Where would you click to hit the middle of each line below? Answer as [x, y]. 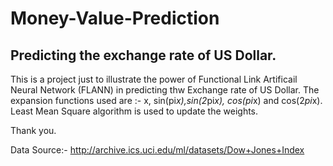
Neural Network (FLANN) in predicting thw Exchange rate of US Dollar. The [165, 90]
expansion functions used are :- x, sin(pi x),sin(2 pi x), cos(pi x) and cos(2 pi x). [166, 100]
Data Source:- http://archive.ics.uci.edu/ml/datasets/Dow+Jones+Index [157, 150]
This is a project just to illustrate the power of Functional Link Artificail [154, 79]
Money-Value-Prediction [115, 18]
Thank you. [33, 130]
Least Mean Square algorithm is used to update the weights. [134, 111]
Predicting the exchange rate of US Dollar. [143, 55]
